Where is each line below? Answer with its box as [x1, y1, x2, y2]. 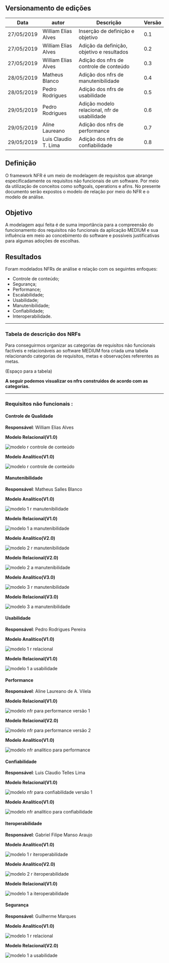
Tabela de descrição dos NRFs [5, 331, 81, 338]
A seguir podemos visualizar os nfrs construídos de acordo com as [5, 378, 148, 384]
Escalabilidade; [12, 292, 44, 298]
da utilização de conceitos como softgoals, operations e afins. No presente [5, 183, 161, 189]
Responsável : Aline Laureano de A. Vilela [5, 688, 92, 694]
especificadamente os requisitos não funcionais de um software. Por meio [5, 178, 159, 184]
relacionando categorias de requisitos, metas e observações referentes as [5, 353, 159, 359]
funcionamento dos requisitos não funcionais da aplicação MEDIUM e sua [5, 227, 158, 233]
